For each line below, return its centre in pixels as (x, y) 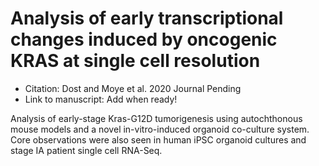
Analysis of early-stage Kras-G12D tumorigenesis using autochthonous (156, 118)
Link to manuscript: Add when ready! (101, 99)
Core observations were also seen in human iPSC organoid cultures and (158, 139)
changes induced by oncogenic (144, 39)
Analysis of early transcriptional (147, 18)
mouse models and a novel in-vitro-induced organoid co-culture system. (160, 129)
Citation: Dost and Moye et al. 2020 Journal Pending (133, 88)
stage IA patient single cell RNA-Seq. (86, 150)
